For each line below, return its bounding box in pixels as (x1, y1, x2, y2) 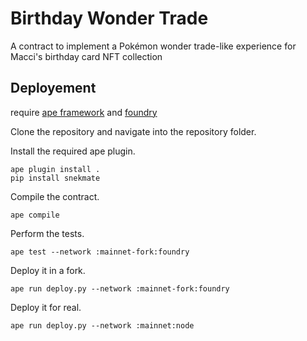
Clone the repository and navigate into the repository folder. (10, 125, 257, 137)
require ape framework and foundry (10, 106, 158, 118)
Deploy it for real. (10, 301, 82, 313)
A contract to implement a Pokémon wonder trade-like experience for (10, 40, 297, 52)
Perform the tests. (10, 227, 85, 239)
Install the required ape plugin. (10, 145, 136, 157)
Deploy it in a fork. (10, 264, 86, 276)
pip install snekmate (10, 173, 101, 183)
